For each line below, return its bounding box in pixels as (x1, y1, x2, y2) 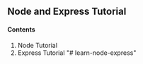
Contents (7, 25, 35, 34)
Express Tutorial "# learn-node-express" (17, 49, 137, 57)
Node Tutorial (17, 41, 58, 49)
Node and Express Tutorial (7, 6, 127, 18)
